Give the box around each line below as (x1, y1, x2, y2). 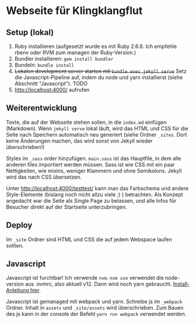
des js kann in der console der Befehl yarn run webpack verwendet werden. (6, 311, 187, 318)
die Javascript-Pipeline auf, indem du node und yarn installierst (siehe (14, 74, 183, 81)
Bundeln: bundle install (14, 61, 75, 68)
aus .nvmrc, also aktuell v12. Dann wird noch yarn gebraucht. (25, 280, 172, 287)
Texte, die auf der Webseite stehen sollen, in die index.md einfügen (6, 119, 167, 126)
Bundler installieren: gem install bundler (14, 55, 114, 62)
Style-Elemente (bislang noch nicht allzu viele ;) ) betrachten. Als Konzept (6, 191, 183, 198)
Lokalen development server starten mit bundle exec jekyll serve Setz (14, 68, 187, 74)
